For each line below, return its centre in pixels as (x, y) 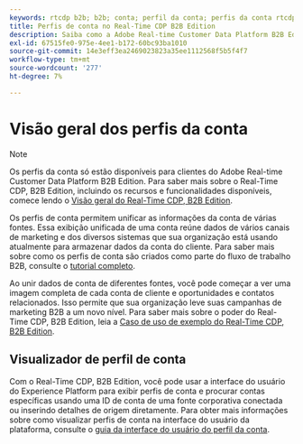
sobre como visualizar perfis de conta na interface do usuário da (129, 420)
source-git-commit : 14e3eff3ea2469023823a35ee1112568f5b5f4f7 (129, 51)
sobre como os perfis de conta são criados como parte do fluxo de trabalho (150, 256)
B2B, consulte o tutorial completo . (72, 265)
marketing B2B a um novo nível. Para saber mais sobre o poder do (132, 311)
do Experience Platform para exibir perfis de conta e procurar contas (138, 391)
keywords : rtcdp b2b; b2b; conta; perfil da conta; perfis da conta (141, 18)
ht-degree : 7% (36, 77)
